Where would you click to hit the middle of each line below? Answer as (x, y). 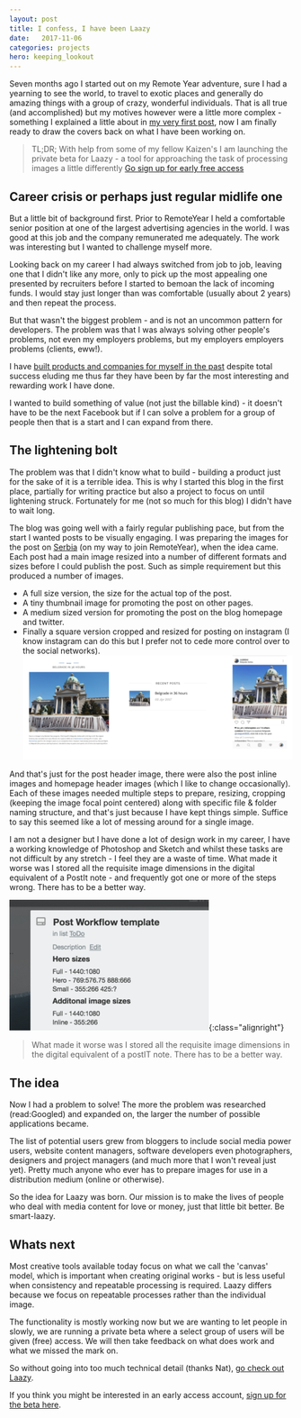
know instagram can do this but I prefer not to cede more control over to (156, 641)
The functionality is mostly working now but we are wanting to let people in (148, 1322)
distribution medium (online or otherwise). (87, 1179)
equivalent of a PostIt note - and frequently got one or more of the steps (143, 877)
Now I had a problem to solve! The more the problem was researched (138, 1104)
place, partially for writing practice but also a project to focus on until (137, 491)
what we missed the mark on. (64, 1350)
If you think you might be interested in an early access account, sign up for (148, 1395)
